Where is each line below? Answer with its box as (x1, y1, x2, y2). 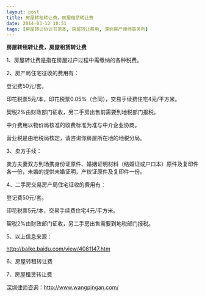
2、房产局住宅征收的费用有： (6, 70, 79, 77)
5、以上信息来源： (6, 233, 53, 240)
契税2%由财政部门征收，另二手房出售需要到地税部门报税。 (6, 220, 154, 227)
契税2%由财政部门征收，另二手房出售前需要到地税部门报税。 (6, 108, 160, 116)
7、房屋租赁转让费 (6, 271, 52, 278)
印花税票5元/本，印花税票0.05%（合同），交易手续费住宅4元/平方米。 (6, 95, 181, 103)
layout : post (6, 9, 40, 15)
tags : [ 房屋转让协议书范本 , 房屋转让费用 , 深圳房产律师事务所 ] (6, 26, 148, 32)
